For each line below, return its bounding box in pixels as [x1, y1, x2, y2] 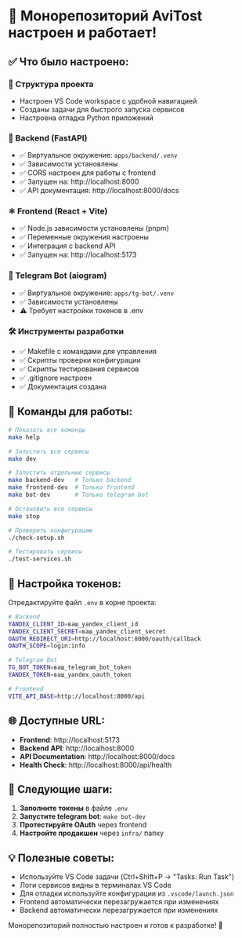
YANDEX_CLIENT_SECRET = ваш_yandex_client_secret [8, 627, 167, 635]
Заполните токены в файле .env [19, 804, 128, 813]
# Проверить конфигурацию [8, 526, 92, 535]
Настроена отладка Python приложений [19, 113, 154, 122]
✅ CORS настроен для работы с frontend [19, 168, 157, 177]
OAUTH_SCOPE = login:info [8, 642, 86, 650]
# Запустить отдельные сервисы [8, 469, 110, 477]
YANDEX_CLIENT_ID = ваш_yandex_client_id [8, 620, 139, 628]
